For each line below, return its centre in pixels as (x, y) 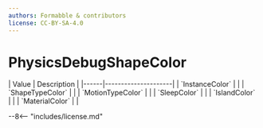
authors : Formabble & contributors (67, 16)
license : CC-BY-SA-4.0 (46, 23)
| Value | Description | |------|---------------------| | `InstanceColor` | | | (126, 84)
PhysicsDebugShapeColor (98, 62)
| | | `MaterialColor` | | (43, 101)
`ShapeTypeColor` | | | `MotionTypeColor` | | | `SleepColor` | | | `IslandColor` (132, 93)
